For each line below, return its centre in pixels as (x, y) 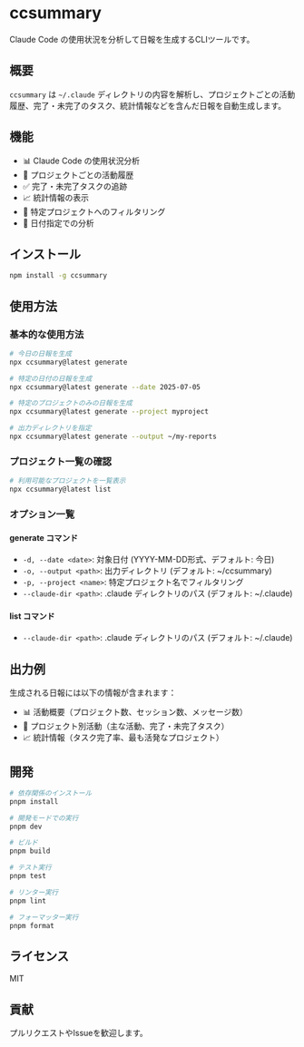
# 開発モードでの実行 (44, 818)
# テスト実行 (30, 868)
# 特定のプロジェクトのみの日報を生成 (71, 403)
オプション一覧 (42, 514)
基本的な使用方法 (47, 334)
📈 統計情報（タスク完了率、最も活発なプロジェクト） (123, 738)
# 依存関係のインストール (51, 793)
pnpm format (32, 925)
